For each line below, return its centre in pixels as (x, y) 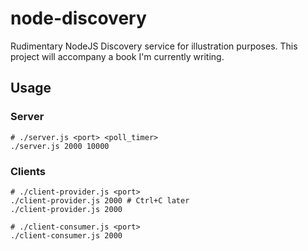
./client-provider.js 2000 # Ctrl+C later (100, 200)
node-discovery (78, 18)
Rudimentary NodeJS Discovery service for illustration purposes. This (154, 46)
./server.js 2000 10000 (60, 146)
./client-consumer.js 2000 (66, 235)
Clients (28, 171)
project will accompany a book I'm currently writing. (117, 56)
